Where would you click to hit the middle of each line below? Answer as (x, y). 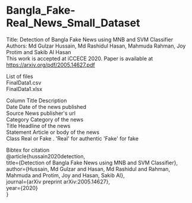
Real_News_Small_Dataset (73, 23)
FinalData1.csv (24, 82)
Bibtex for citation (28, 150)
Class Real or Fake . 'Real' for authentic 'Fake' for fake (72, 138)
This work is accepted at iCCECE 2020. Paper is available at (80, 58)
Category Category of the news (45, 119)
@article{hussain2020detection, (45, 156)
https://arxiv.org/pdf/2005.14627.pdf (51, 65)
